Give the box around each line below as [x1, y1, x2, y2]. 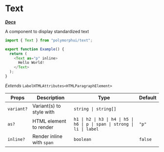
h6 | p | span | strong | [73, 121, 134, 127]
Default [139, 94, 157, 101]
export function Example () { [5, 47, 64, 52]
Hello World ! [18, 60, 45, 65]
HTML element [32, 117, 67, 124]
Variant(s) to [32, 102, 61, 109]
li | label [73, 126, 99, 132]
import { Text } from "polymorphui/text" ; [5, 38, 93, 43]
